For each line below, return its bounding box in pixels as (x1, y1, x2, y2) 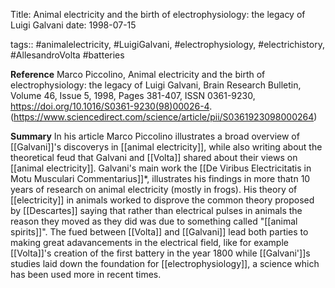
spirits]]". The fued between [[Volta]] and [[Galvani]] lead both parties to (10, 226, 309, 238)
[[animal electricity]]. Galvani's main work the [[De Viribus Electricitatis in (10, 162, 312, 174)
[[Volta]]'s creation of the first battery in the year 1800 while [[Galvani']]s (10, 247, 311, 259)
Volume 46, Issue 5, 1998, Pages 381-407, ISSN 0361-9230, (10, 90, 256, 101)
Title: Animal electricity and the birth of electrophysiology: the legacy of (10, 9, 306, 20)
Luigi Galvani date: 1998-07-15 (10, 19, 137, 31)
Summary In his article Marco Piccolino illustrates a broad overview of (10, 130, 300, 142)
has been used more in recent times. (10, 269, 162, 280)
